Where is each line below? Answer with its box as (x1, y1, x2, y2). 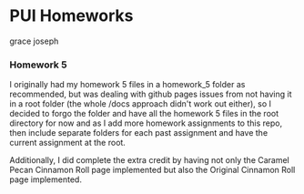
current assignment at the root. (9, 138, 126, 148)
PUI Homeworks (9, 5, 134, 26)
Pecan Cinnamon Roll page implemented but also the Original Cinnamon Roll (9, 165, 296, 176)
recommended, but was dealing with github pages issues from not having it (9, 88, 292, 100)
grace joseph (9, 36, 59, 46)
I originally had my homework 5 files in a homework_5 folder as (9, 79, 246, 90)
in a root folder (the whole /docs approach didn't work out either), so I (9, 98, 271, 109)
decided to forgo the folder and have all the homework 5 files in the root (9, 108, 279, 119)
